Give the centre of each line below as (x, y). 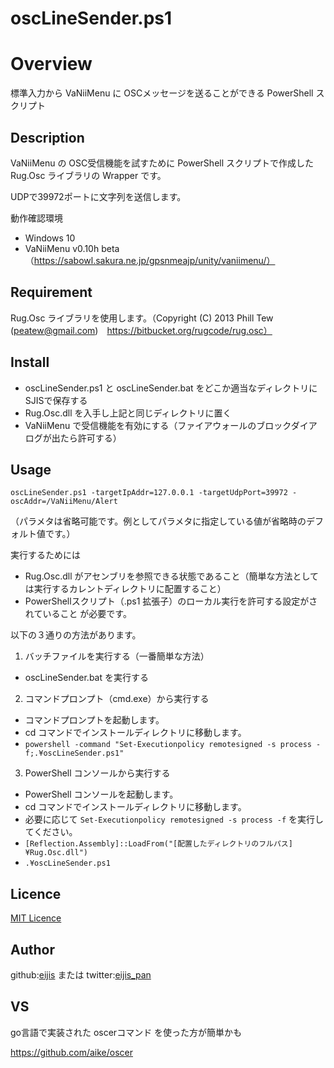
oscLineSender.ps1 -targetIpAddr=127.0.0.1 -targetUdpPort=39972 (149, 493)
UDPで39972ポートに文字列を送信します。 (98, 196)
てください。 (51, 832)
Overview (51, 64)
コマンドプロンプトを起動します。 (94, 720)
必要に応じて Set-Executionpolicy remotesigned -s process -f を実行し (174, 819)
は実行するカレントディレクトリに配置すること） (125, 589)
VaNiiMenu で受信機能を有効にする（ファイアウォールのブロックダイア (171, 425)
